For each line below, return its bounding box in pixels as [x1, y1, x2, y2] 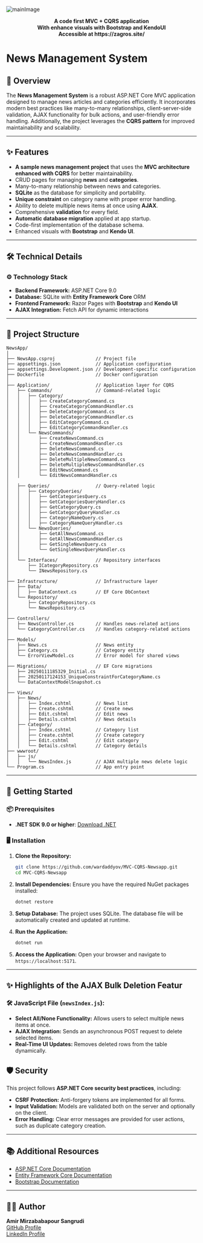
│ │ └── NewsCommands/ [6, 430, 74, 436]
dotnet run [14, 939, 43, 945]
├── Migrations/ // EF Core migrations [6, 664, 153, 670]
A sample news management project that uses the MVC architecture [14, 163, 190, 170]
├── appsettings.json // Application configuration [6, 361, 172, 367]
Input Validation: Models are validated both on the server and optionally [14, 1103, 195, 1110]
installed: [14, 887, 38, 895]
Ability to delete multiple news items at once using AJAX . [14, 202, 158, 209]
